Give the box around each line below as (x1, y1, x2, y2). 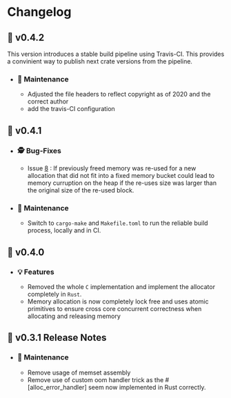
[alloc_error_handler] (27, 383, 88, 391)
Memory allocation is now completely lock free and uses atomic (27, 297, 209, 306)
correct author (27, 97, 69, 106)
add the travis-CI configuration (27, 105, 115, 113)
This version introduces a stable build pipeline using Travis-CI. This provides (7, 50, 225, 58)
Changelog (7, 4, 72, 20)
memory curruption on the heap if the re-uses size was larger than (27, 179, 217, 187)
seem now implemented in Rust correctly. (88, 383, 206, 391)
